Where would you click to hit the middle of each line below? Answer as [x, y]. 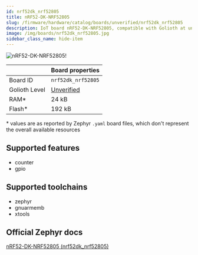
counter [24, 162]
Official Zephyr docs [44, 232]
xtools [22, 214]
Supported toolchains [47, 187]
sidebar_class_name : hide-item [44, 39]
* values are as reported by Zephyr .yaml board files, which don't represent [98, 123]
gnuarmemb [29, 207]
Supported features [43, 148]
